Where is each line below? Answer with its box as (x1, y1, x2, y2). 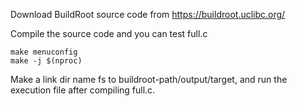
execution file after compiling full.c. (10, 84, 156, 96)
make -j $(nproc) (10, 56, 83, 66)
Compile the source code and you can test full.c (10, 28, 208, 39)
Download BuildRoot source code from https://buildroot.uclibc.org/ (10, 9, 286, 20)
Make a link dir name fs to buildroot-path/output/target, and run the (10, 74, 288, 85)
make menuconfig (10, 47, 78, 57)
